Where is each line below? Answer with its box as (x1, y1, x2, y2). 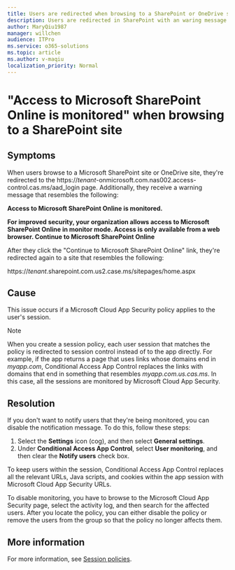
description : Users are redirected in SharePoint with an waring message (7, 17, 227, 24)
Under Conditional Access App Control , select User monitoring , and (17, 444, 218, 453)
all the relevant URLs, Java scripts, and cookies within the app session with (7, 473, 224, 481)
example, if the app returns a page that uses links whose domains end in (7, 355, 217, 363)
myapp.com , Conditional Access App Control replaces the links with (7, 363, 204, 371)
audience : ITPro (7, 36, 55, 43)
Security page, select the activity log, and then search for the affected (7, 501, 210, 510)
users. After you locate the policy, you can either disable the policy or (7, 509, 208, 517)
